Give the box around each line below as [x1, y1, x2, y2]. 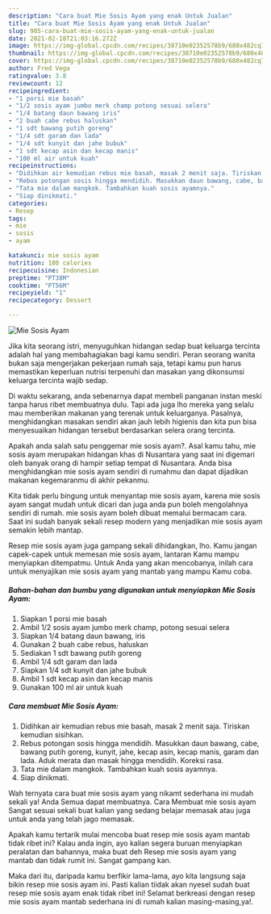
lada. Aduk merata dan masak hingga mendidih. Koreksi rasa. [19, 755, 224, 765]
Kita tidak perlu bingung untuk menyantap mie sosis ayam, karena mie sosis [8, 491, 261, 500]
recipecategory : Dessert [8, 296, 92, 305]
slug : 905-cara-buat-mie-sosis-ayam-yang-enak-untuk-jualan [8, 27, 215, 35]
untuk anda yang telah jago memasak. [8, 814, 135, 824]
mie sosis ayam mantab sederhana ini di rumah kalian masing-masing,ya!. [8, 896, 254, 906]
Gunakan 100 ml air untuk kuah [19, 682, 123, 692]
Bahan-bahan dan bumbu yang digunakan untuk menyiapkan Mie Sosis [8, 585, 256, 595]
